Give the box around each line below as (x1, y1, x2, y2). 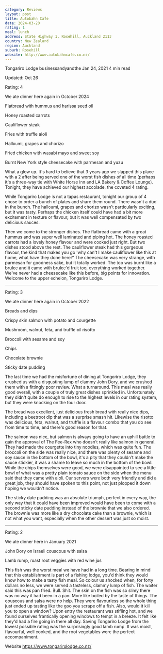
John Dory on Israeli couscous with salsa (5, 548, 87, 554)
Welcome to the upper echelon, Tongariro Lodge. (5, 275, 103, 281)
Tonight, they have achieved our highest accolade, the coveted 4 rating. (5, 184, 149, 190)
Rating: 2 (5, 529, 23, 535)
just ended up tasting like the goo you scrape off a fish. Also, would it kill (5, 603, 150, 609)
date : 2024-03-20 (5, 20, 40, 26)
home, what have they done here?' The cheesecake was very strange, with (5, 255, 155, 261)
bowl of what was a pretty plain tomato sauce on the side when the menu (5, 470, 152, 476)
